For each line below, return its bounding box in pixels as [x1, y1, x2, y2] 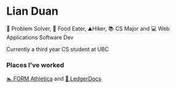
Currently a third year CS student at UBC [6, 45, 109, 53]
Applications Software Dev [6, 34, 74, 41]
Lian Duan [6, 4, 59, 18]
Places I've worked [6, 61, 64, 69]
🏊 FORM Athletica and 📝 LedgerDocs [6, 75, 102, 82]
